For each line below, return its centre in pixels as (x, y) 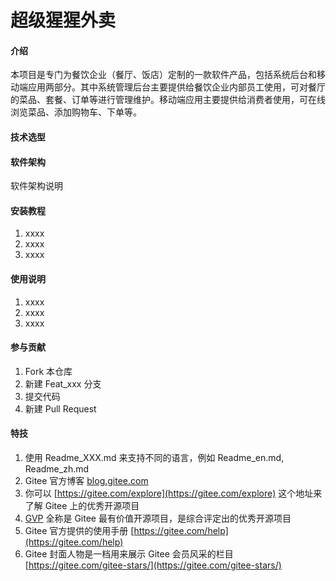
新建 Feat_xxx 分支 (63, 383)
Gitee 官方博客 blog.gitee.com (86, 480)
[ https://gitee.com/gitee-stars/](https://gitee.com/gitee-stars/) (153, 565)
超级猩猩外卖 (63, 20)
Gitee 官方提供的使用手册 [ (79, 530)
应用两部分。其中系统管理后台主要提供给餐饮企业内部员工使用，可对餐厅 (176, 87)
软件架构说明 (36, 186)
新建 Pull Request (60, 408)
